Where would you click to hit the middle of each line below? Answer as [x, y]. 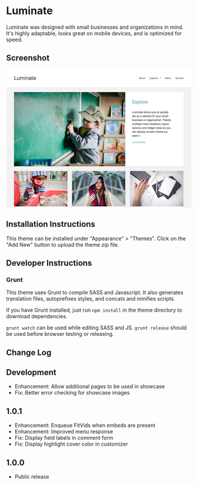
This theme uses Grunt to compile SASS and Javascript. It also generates [95, 292]
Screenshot [28, 58]
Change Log [29, 353]
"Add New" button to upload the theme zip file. [63, 244]
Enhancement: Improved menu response [64, 432]
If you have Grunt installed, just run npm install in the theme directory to [94, 310]
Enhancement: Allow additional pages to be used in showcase [90, 386]
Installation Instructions [51, 224]
